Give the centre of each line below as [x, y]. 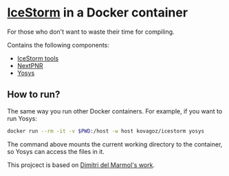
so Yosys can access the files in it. [56, 151]
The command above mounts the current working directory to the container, [115, 144]
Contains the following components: [58, 45]
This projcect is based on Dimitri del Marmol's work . [81, 165]
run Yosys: [22, 118]
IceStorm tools [38, 58]
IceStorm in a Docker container [97, 13]
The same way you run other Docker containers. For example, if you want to [115, 111]
